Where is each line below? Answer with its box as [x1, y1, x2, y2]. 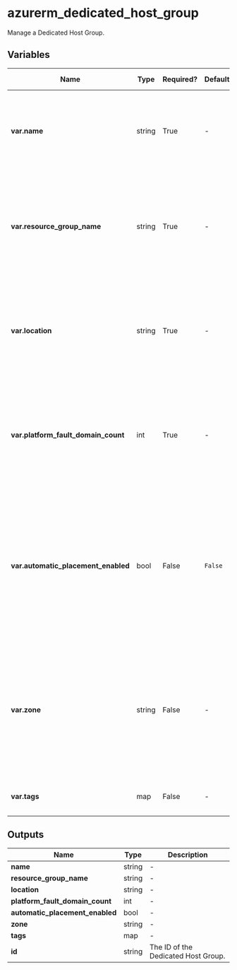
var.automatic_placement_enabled [11, 561, 130, 571]
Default [204, 74, 230, 84]
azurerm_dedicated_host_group [7, 5, 199, 21]
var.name [11, 126, 44, 136]
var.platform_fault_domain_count [11, 430, 125, 440]
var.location [11, 325, 52, 335]
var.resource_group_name [11, 221, 102, 231]
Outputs [7, 829, 44, 841]
